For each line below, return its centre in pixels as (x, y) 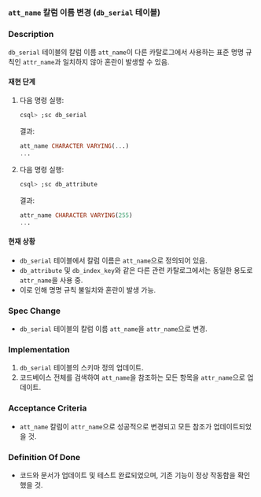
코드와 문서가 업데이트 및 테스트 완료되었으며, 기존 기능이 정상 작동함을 (127, 475)
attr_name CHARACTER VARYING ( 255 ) (76, 215)
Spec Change (35, 311)
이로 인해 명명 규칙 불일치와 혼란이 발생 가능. (88, 289)
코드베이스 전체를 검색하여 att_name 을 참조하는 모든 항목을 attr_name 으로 (132, 377)
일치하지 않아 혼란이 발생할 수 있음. (116, 62)
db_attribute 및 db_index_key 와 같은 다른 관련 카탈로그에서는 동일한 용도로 (136, 270)
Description (31, 34)
